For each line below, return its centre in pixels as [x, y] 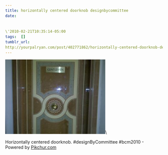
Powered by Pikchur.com [31, 147]
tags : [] [15, 37]
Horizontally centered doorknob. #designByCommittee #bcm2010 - [74, 142]
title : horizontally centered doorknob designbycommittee [67, 10]
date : [11, 16]
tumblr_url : [17, 42]
